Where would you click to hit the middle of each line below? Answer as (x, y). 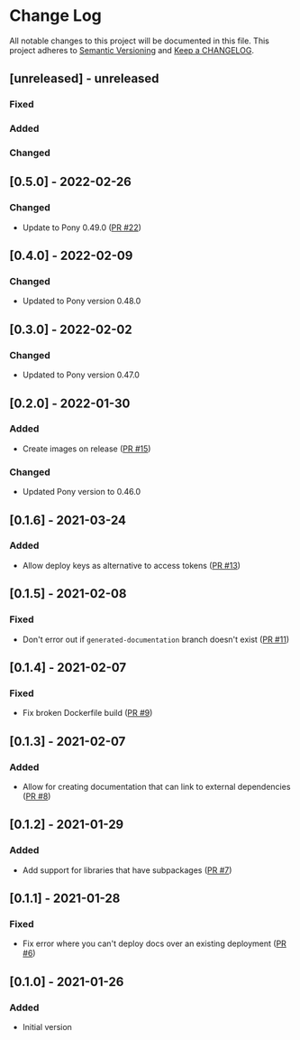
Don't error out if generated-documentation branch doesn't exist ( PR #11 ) (156, 639)
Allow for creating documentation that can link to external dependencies (156, 786)
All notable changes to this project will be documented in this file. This (140, 41)
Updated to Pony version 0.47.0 (81, 375)
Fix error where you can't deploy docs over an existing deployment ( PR (154, 943)
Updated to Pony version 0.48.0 (82, 301)
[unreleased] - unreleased (84, 79)
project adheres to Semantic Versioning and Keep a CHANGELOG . (132, 50)
